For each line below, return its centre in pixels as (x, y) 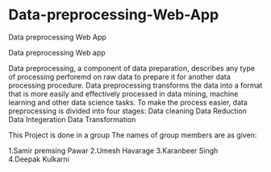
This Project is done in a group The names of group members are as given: (133, 135)
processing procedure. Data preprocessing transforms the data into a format (135, 85)
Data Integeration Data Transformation (72, 119)
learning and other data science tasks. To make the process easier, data (128, 102)
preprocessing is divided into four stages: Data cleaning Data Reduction (128, 111)
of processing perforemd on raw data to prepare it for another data (120, 76)
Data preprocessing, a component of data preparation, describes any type (132, 68)
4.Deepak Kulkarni (39, 159)
